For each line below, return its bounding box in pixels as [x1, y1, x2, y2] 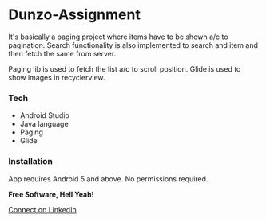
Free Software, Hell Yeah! [8, 189, 94, 199]
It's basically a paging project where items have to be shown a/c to [8, 32, 229, 41]
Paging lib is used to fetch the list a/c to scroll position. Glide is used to [8, 64, 241, 73]
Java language [19, 119, 69, 129]
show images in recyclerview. [8, 72, 105, 82]
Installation [8, 156, 54, 167]
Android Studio [19, 111, 69, 120]
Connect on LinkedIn [8, 204, 77, 214]
